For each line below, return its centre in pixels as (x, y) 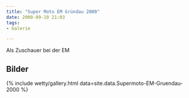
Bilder (17, 69)
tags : (13, 23)
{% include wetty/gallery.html (42, 83)
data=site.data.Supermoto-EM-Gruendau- (131, 83)
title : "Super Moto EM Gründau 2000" (53, 12)
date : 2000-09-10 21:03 (36, 17)
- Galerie (18, 28)
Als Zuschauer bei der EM (38, 50)
